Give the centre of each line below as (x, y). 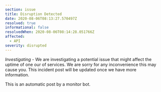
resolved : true (20, 23)
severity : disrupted (26, 46)
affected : (15, 37)
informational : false (27, 28)
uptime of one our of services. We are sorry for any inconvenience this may (81, 64)
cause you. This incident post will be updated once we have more (71, 69)
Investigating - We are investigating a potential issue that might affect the (78, 59)
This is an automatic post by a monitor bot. (48, 84)
